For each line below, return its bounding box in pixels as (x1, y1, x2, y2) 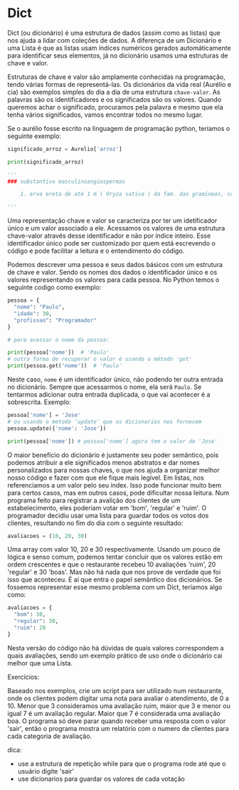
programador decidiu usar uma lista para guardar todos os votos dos (7, 511, 209, 520)
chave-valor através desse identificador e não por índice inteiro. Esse (7, 231, 211, 240)
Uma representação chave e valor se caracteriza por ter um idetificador (7, 216, 218, 225)
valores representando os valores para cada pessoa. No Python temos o (7, 275, 220, 284)
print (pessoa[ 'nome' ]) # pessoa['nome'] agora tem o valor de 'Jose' (7, 438, 218, 445)
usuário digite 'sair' (17, 767, 75, 775)
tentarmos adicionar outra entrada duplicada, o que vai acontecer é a (7, 390, 211, 399)
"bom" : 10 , (14, 611, 46, 618)
